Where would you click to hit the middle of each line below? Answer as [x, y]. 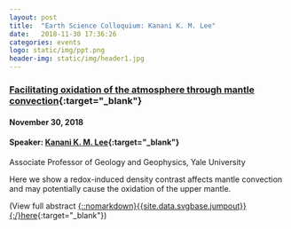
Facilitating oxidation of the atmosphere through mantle [132, 90]
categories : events [45, 42]
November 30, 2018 [47, 122]
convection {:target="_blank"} [76, 100]
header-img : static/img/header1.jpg [77, 59]
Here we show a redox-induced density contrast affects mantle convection [146, 179]
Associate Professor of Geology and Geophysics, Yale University [127, 162]
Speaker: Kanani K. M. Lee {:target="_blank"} [94, 142]
